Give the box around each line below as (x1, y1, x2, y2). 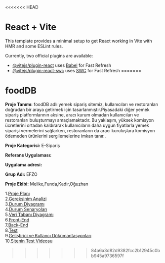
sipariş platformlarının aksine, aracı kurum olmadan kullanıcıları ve (5, 111, 139, 118)
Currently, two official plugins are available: (5, 53, 93, 58)
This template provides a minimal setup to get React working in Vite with (5, 38, 152, 44)
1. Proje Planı (5, 190, 30, 196)
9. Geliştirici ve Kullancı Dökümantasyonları (5, 232, 91, 238)
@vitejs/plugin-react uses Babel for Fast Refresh (12, 62, 112, 68)
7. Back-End (5, 222, 28, 228)
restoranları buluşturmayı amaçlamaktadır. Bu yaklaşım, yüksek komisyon (5, 117, 154, 123)
